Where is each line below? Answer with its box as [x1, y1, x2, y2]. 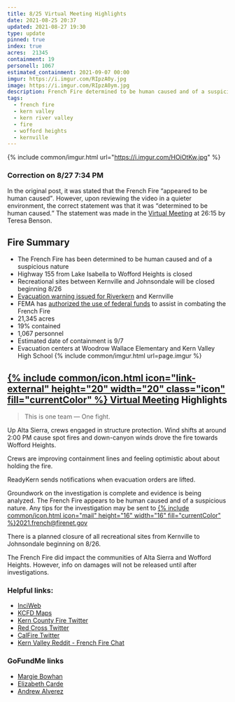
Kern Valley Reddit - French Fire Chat [17, 638, 124, 647]
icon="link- [145, 372, 197, 384]
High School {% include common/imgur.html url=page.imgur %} [17, 351, 202, 360]
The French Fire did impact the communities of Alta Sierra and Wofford [7, 554, 212, 562]
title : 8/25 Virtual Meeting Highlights [7, 10, 127, 17]
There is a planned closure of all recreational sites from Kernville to [7, 533, 201, 541]
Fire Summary [7, 236, 70, 248]
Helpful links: [7, 586, 54, 596]
